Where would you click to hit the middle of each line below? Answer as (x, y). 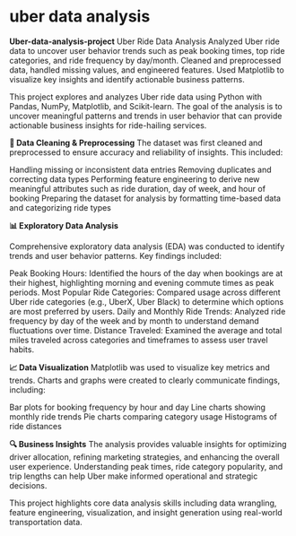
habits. (22, 349)
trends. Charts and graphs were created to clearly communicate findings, (145, 380)
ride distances (36, 426)
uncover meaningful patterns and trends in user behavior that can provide (146, 116)
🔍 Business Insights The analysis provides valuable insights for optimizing (148, 444)
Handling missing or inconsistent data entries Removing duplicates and (140, 169)
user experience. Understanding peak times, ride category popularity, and (146, 466)
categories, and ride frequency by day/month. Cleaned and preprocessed (145, 60)
